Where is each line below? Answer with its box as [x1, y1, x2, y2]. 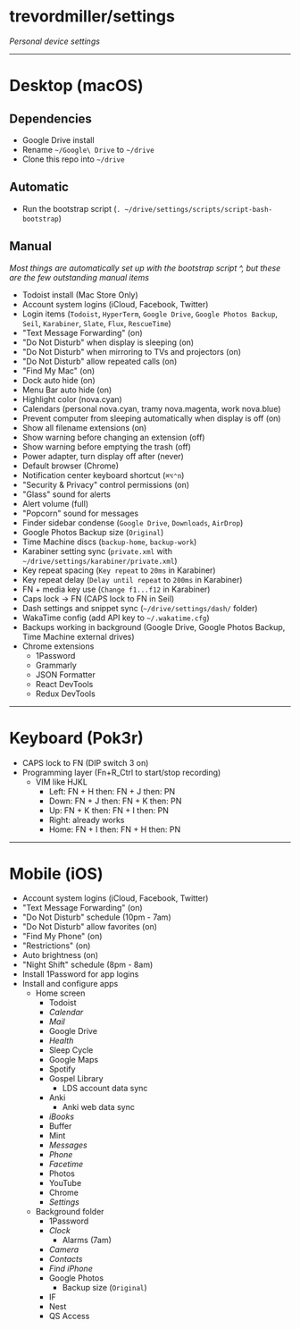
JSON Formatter [35, 669, 96, 680]
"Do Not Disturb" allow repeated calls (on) [21, 356, 178, 366]
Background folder [35, 1207, 104, 1217]
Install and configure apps [21, 979, 119, 989]
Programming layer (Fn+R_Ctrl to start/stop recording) [21, 767, 221, 778]
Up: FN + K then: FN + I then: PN [48, 804, 170, 815]
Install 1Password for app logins [21, 969, 139, 980]
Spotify [48, 1064, 76, 1074]
